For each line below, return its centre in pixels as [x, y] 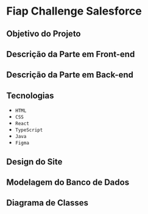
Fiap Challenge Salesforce [74, 11]
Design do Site [34, 161]
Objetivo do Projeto [44, 34]
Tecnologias [30, 95]
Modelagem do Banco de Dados [68, 182]
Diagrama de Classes [48, 203]
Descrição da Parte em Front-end [71, 54]
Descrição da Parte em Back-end [70, 75]
